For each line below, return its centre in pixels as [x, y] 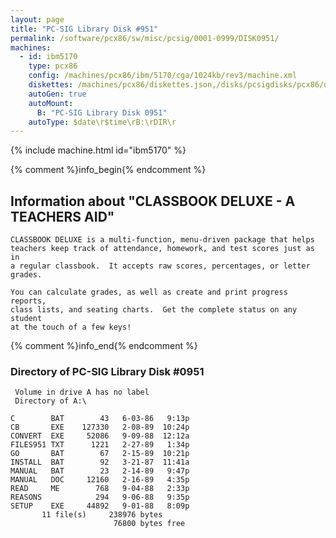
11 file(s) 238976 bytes [102, 515]
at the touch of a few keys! [71, 327]
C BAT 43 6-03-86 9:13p [100, 419]
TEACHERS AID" [62, 216]
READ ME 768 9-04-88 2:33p [100, 489]
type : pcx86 [53, 66]
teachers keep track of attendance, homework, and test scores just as [162, 249]
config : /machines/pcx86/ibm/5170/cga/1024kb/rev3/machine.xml [163, 76]
